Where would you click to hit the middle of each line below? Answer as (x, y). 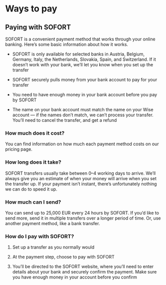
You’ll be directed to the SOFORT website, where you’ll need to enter (83, 267)
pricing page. (19, 149)
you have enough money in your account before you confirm (75, 277)
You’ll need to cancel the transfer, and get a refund (65, 120)
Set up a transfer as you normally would (53, 247)
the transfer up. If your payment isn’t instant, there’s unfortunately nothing (81, 184)
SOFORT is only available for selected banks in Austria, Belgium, (78, 54)
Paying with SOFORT (38, 27)
